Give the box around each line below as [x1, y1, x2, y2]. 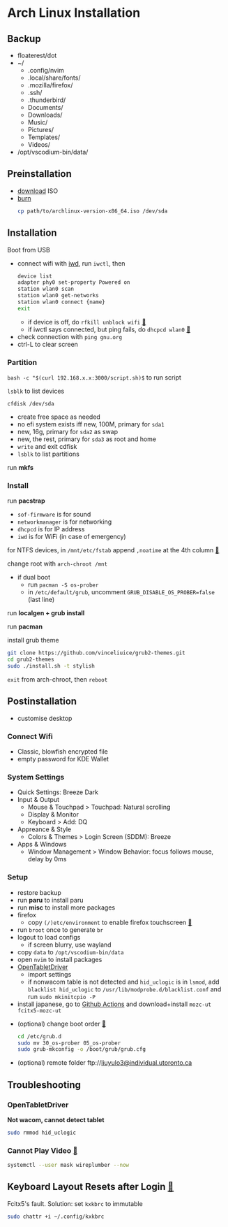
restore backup [17, 888, 61, 896]
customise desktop [17, 714, 73, 722]
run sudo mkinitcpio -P [27, 992, 96, 1000]
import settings [27, 970, 72, 978]
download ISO [17, 187, 58, 195]
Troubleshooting [7, 1079, 82, 1091]
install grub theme [7, 636, 59, 645]
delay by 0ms [27, 855, 67, 863]
